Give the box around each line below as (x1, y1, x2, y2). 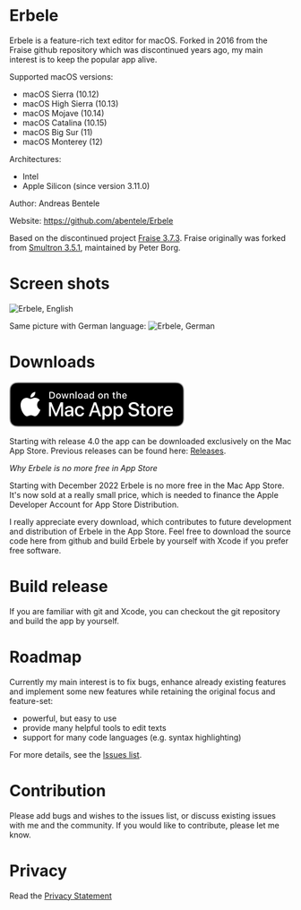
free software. (9, 545, 62, 555)
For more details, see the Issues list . (9, 749, 142, 760)
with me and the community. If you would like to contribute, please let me (9, 820, 280, 830)
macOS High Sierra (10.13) (21, 98, 119, 108)
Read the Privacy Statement (9, 890, 112, 901)
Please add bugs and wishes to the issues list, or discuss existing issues (9, 810, 276, 820)
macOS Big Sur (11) (21, 126, 93, 137)
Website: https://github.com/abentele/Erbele (9, 215, 174, 226)
